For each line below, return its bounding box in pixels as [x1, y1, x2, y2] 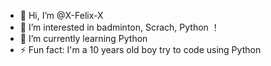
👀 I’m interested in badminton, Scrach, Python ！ [19, 21, 220, 33]
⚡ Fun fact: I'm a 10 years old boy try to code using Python [19, 44, 262, 55]
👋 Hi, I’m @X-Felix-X [19, 10, 104, 21]
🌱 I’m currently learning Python [19, 33, 148, 44]
